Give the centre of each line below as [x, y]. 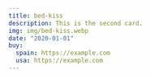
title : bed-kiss [36, 16]
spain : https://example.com [63, 53]
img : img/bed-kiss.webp [49, 30]
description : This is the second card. [76, 23]
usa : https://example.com [60, 61]
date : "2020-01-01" [41, 38]
